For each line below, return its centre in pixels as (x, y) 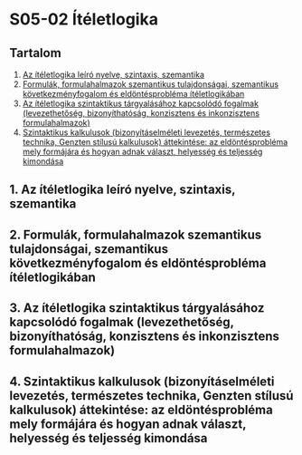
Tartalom (35, 53)
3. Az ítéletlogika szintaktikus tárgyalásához (137, 308)
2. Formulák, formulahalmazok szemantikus (136, 234)
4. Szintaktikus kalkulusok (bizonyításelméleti (142, 381)
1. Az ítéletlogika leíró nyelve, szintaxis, (123, 190)
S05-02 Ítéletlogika (84, 19)
